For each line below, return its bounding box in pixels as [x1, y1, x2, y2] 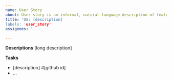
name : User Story [5, 7, 42, 13]
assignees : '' [5, 26, 36, 32]
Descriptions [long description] [5, 45, 72, 51]
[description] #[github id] [12, 65, 66, 71]
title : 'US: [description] [5, 17, 63, 22]
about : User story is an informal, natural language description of [5, 12, 155, 17]
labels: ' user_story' [5, 21, 52, 27]
